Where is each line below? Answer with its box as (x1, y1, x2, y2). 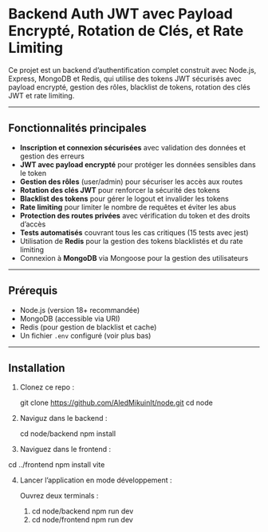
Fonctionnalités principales (8, 122, 148, 135)
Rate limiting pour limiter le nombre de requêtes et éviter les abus (19, 202, 237, 212)
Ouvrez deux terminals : (19, 491, 99, 501)
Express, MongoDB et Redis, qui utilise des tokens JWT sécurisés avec (8, 74, 242, 83)
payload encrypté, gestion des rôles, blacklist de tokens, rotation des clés (8, 82, 251, 92)
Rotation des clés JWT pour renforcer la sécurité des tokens (19, 185, 221, 194)
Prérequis (8, 284, 58, 298)
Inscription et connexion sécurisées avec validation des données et (19, 142, 246, 152)
